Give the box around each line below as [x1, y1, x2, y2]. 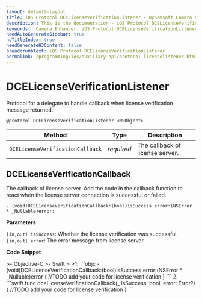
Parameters [6, 219, 36, 226]
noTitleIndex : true [6, 37, 55, 43]
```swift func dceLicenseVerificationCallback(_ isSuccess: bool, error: [6, 280, 177, 287]
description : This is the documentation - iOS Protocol [6, 20, 149, 26]
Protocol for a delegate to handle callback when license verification [6, 99, 173, 107]
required [107, 145, 132, 153]
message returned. [6, 106, 54, 113]
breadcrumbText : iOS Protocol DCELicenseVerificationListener [6, 48, 165, 54]
